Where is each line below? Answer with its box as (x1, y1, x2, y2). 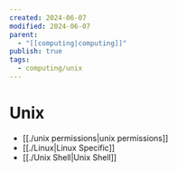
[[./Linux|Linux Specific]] (22, 142, 116, 153)
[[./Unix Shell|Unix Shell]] (22, 151, 117, 163)
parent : (9, 30, 39, 39)
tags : (9, 55, 30, 64)
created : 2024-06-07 (9, 13, 88, 23)
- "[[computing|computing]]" (17, 38, 127, 48)
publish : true (9, 47, 63, 56)
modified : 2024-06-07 (9, 22, 91, 31)
